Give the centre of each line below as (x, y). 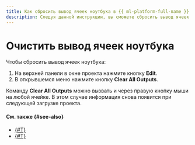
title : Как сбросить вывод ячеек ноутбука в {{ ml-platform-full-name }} (98, 11)
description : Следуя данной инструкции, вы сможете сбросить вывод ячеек (98, 17)
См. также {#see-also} (35, 117)
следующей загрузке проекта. (44, 103)
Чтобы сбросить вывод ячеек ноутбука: (56, 62)
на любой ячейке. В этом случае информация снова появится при (89, 97)
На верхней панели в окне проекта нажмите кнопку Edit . (86, 73)
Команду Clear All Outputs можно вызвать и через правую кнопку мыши (97, 91)
